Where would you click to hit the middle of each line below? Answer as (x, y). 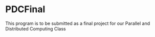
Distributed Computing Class (36, 28)
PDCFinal (25, 9)
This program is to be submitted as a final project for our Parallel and (77, 23)
